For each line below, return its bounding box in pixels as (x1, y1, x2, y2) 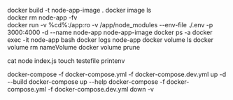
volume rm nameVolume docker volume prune (7, 43, 141, 51)
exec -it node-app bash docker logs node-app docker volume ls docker (7, 36, 213, 44)
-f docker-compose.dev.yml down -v (48, 85, 154, 93)
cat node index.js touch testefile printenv (7, 57, 125, 65)
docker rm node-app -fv (7, 13, 78, 22)
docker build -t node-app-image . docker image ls (7, 6, 152, 14)
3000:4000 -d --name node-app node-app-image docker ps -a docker (7, 28, 213, 36)
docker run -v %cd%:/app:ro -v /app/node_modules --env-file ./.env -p (7, 21, 213, 29)
